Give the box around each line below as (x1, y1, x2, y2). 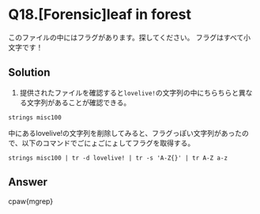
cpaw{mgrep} (8, 196, 54, 206)
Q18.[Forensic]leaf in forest (8, 6, 192, 24)
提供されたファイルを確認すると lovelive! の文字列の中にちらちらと (19, 88, 239, 97)
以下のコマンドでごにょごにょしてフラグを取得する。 (21, 138, 195, 148)
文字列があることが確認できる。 (26, 97, 131, 107)
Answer (8, 175, 48, 189)
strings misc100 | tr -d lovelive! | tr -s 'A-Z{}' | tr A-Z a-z (8, 154, 228, 162)
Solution (8, 66, 51, 80)
